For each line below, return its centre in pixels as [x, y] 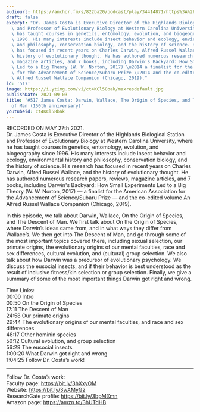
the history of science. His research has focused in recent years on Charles [99, 166]
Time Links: [20, 291]
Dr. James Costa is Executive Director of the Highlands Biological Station [95, 135]
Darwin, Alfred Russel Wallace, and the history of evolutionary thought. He [97, 173]
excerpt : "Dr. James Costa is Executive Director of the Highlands [92, 23]
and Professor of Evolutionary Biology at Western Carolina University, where [100, 141]
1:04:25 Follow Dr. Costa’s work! [46, 360]
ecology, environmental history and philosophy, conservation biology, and [97, 160]
